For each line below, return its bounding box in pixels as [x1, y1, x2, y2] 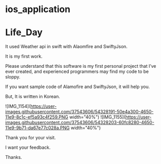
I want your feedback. [5, 144, 51, 150]
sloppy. [5, 74, 21, 80]
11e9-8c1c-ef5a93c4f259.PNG [5, 114, 69, 120]
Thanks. [5, 154, 22, 160]
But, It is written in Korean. [5, 94, 61, 100]
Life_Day [5, 27, 43, 38]
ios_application [5, 4, 71, 15]
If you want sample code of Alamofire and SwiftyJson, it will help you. [5, 84, 150, 90]
